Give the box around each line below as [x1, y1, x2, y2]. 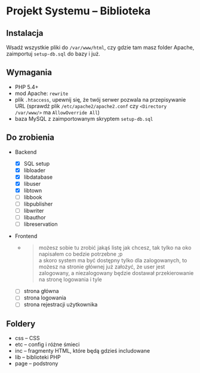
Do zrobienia [6, 133, 55, 143]
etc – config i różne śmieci [14, 341, 80, 348]
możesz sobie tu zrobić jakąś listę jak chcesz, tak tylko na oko [38, 244, 192, 252]
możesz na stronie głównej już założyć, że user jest [38, 263, 165, 270]
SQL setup [23, 160, 50, 167]
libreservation [23, 221, 58, 228]
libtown [23, 186, 42, 194]
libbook [23, 193, 42, 201]
